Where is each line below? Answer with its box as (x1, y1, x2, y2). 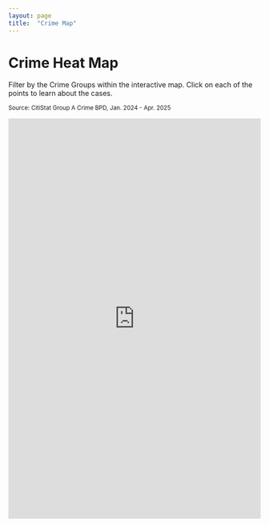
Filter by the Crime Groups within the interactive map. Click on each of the (8, 80, 253, 90)
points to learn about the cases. (8, 89, 113, 98)
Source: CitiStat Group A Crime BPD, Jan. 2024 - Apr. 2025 (8, 104, 171, 112)
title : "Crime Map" (8, 19, 78, 27)
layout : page (8, 11, 52, 20)
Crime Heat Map (8, 54, 118, 72)
